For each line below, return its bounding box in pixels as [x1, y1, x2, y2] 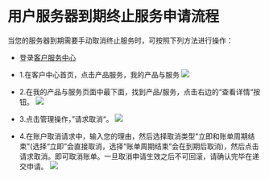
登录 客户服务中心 [19, 52, 77, 62]
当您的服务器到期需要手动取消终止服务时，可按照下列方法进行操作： [7, 35, 234, 45]
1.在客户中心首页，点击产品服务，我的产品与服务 [19, 69, 180, 79]
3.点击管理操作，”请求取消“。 [19, 114, 114, 123]
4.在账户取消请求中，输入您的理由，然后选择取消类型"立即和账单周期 [19, 131, 248, 141]
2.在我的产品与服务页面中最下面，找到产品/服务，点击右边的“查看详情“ [19, 86, 254, 97]
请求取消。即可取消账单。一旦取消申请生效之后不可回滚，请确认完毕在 [19, 151, 253, 161]
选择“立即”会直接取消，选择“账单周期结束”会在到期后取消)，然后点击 [32, 141, 259, 151]
